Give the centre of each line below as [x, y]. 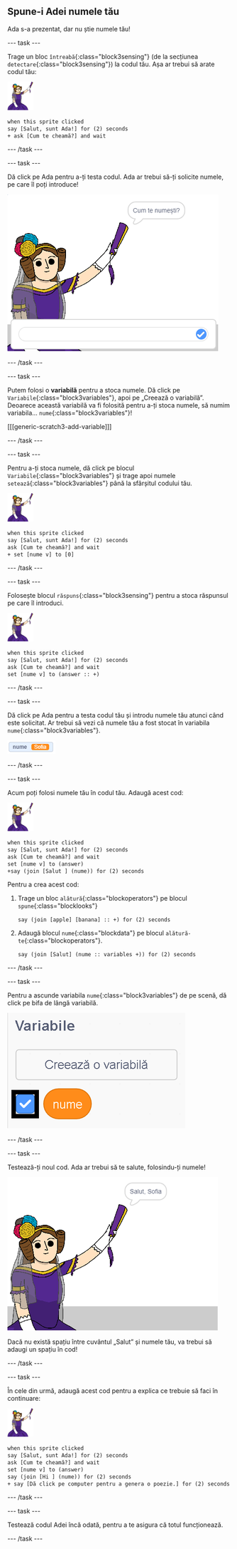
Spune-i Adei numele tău [63, 12]
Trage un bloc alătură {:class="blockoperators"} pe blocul [103, 898]
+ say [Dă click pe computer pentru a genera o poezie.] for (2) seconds [119, 1484]
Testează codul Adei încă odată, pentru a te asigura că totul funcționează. [115, 1525]
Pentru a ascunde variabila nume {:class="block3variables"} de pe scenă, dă [117, 995]
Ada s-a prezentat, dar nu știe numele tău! [69, 29]
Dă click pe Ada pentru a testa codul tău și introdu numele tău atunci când [116, 715]
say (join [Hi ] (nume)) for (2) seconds [70, 1477]
